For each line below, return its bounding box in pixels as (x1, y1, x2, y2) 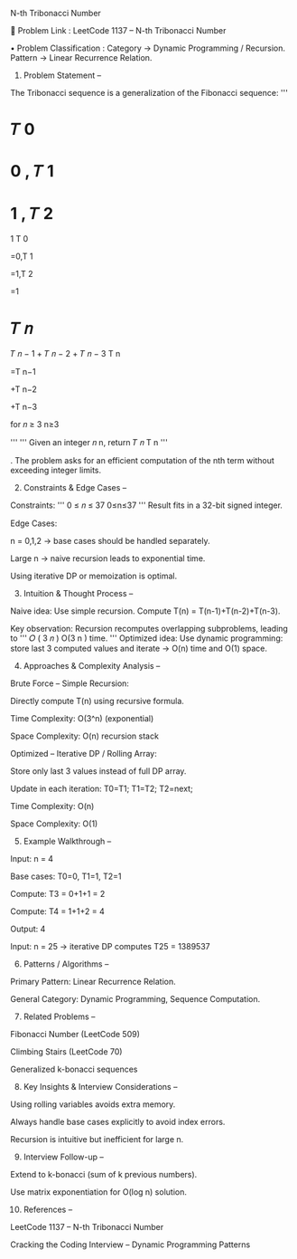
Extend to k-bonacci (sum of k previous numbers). (10, 1169, 198, 1180)
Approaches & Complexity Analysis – (23, 661, 161, 672)
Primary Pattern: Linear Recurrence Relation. (10, 977, 177, 987)
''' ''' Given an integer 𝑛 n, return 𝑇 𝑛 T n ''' (10, 437, 168, 448)
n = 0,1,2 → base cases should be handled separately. (10, 536, 210, 547)
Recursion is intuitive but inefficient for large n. (10, 1134, 184, 1145)
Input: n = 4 (10, 854, 53, 864)
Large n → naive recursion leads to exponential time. (10, 553, 206, 564)
